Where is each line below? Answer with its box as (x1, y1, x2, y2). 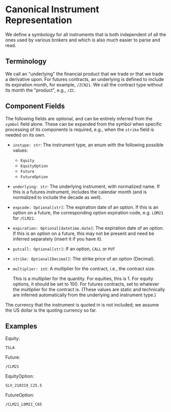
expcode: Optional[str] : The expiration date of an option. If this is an (12, 204, 159, 210)
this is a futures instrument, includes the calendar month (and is (12, 188, 147, 195)
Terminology (5, 57, 47, 66)
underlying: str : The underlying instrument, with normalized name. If (12, 183, 160, 189)
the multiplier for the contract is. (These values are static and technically (12, 286, 165, 292)
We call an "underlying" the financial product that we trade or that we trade (5, 71, 163, 77)
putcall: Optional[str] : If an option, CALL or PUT (12, 246, 115, 252)
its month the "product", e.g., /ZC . (5, 87, 76, 93)
